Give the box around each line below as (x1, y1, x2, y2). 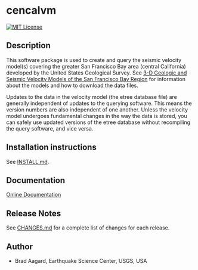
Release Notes (6, 208, 61, 218)
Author (6, 241, 33, 252)
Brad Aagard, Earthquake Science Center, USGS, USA (14, 257, 147, 264)
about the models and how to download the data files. (6, 82, 139, 89)
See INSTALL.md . (6, 158, 49, 165)
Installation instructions (6, 142, 97, 153)
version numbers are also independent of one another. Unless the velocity (6, 105, 188, 113)
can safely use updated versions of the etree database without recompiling (6, 119, 191, 126)
